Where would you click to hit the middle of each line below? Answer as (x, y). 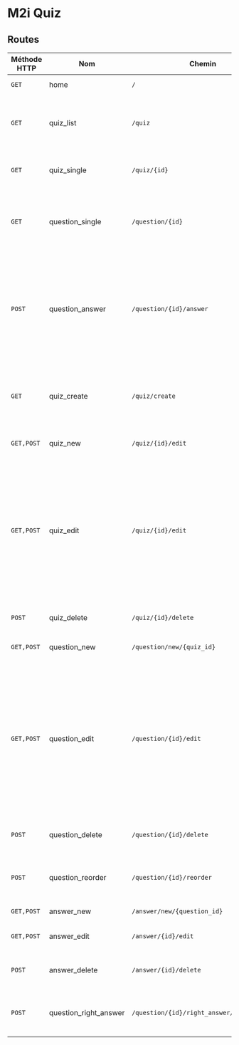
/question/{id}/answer (170, 309)
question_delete (75, 835)
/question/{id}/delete (170, 835)
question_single (75, 222)
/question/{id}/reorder (171, 877)
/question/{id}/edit (166, 739)
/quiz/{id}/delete (163, 618)
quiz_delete (68, 618)
